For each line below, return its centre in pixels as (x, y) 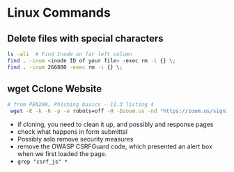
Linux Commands (59, 13)
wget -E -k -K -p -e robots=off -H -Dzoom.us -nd (84, 111)
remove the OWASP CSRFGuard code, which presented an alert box (115, 146)
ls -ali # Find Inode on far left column (70, 54)
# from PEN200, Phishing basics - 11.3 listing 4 (81, 105)
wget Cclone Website (55, 89)
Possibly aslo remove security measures (75, 139)
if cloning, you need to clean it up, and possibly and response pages (115, 124)
